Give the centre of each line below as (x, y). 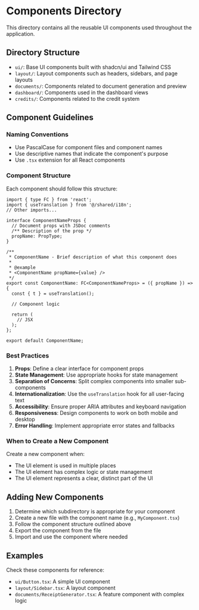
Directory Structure (43, 53)
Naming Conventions (38, 134)
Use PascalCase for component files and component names (88, 147)
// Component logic (36, 304)
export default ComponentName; (45, 341)
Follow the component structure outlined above (73, 524)
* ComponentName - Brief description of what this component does (93, 257)
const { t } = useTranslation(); (53, 294)
